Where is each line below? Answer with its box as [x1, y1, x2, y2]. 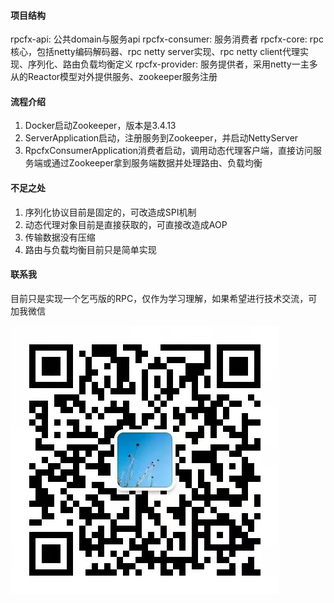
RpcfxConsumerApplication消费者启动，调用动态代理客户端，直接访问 [24, 145, 314, 157]
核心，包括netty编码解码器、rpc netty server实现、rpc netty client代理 [10, 46, 300, 58]
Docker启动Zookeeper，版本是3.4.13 [24, 120, 177, 132]
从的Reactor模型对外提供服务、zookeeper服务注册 [10, 71, 218, 83]
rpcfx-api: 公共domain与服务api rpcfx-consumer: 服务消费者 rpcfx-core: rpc [10, 33, 324, 45]
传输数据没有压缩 [24, 231, 96, 243]
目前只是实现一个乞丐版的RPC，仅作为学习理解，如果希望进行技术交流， [10, 292, 309, 304]
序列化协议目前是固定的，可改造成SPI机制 [24, 206, 197, 218]
